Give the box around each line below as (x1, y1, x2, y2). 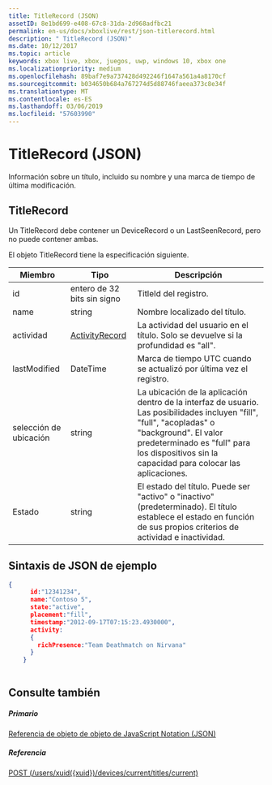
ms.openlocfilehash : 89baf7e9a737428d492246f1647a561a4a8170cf (8, 72, 227, 80)
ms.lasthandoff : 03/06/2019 (8, 102, 104, 110)
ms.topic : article (8, 50, 70, 58)
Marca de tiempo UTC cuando (137, 352, 253, 364)
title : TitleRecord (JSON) (8, 11, 100, 20)
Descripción (174, 269, 223, 280)
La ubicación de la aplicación (137, 386, 249, 398)
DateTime (70, 363, 107, 374)
